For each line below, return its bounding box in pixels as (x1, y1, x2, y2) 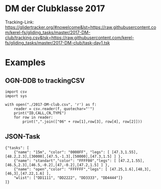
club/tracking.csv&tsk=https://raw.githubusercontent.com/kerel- (5, 35, 135, 41)
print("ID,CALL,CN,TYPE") (14, 110, 67, 115)
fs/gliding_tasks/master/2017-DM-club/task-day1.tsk (5, 40, 110, 45)
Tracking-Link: (5, 19, 35, 25)
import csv (5, 89, 27, 94)
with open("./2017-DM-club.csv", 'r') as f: (5, 102, 97, 107)
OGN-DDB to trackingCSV (5, 76, 85, 84)
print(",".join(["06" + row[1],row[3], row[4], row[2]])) (22, 119, 143, 124)
